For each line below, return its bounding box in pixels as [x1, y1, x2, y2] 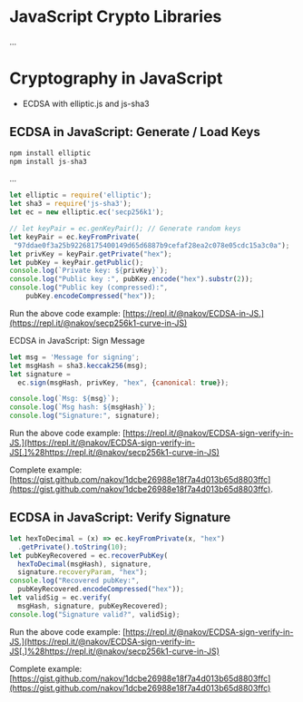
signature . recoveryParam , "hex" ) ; [17, 568, 148, 577]
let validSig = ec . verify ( [9, 593, 112, 602]
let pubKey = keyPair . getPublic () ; [9, 258, 144, 267]
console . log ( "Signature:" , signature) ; [9, 411, 161, 421]
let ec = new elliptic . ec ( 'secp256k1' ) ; [9, 208, 165, 217]
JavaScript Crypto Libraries [9, 6, 222, 27]
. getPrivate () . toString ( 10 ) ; [17, 542, 128, 551]
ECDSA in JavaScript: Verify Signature [9, 510, 231, 525]
